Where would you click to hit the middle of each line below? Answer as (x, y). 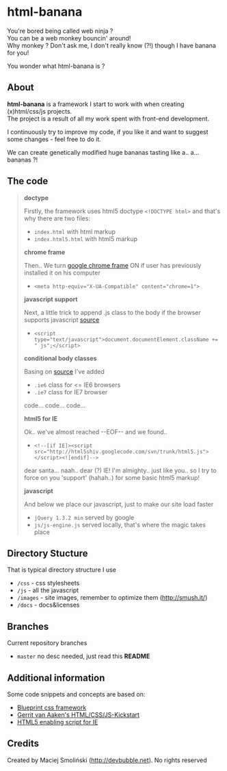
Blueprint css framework (52, 707)
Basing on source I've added (64, 371)
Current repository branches (47, 643)
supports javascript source (62, 320)
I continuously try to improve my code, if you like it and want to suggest (108, 131)
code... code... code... (55, 405)
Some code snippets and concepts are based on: (76, 694)
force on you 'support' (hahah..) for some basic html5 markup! (112, 477)
